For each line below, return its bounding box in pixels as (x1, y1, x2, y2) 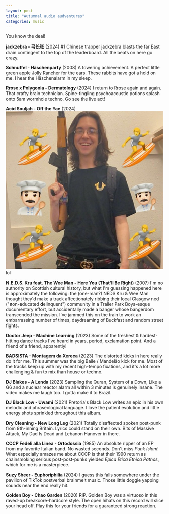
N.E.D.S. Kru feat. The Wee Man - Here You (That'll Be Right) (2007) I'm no (6, 279, 163, 286)
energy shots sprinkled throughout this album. (6, 410, 102, 416)
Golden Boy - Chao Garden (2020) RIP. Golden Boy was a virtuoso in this (6, 492, 157, 498)
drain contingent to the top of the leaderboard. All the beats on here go (6, 50, 153, 56)
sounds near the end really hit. (6, 483, 69, 489)
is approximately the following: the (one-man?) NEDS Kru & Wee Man (6, 291, 149, 297)
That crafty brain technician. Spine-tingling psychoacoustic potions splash (6, 90, 160, 97)
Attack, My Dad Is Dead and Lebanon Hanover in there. (6, 431, 120, 437)
